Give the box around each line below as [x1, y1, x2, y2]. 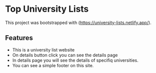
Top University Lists [5, 3, 89, 15]
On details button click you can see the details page [12, 52, 118, 58]
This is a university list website [12, 47, 75, 52]
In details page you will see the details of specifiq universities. [12, 57, 139, 63]
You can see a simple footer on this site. [12, 62, 94, 68]
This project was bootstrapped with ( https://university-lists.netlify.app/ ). [5, 20, 152, 25]
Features [5, 34, 33, 42]
